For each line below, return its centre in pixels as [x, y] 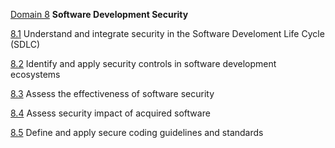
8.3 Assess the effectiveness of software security [112, 93]
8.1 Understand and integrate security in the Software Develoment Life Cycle [167, 33]
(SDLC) [25, 44]
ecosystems [35, 74]
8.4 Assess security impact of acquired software [110, 113]
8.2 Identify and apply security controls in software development [143, 63]
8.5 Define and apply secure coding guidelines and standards [137, 132]
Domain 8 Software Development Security [99, 14]
